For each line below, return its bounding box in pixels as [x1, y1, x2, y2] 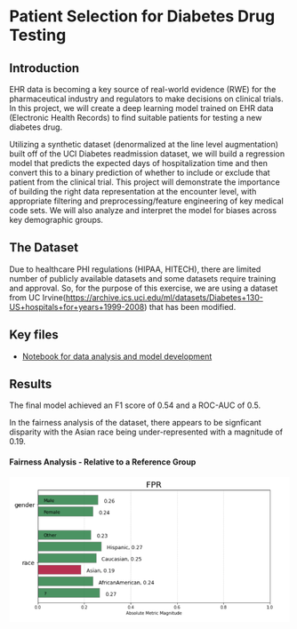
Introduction [9, 60, 80, 76]
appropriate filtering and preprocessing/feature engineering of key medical [9, 195, 285, 206]
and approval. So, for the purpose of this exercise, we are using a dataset [9, 283, 278, 293]
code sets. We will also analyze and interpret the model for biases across [9, 205, 277, 215]
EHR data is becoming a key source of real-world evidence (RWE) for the [9, 84, 277, 94]
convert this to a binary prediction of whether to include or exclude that [9, 167, 270, 178]
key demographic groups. [9, 215, 104, 225]
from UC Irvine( [9, 291, 67, 303]
